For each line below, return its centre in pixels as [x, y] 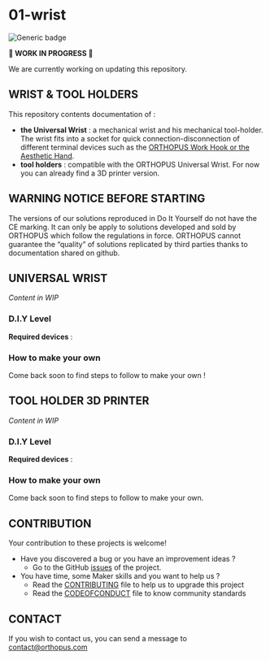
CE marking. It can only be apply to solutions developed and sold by [122, 227]
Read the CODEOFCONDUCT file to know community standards [139, 593]
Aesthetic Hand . [47, 155]
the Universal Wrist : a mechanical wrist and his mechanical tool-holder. [142, 130]
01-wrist [37, 15]
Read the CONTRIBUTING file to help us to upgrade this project [138, 585]
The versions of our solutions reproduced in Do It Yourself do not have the [133, 218]
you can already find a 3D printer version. [90, 173]
